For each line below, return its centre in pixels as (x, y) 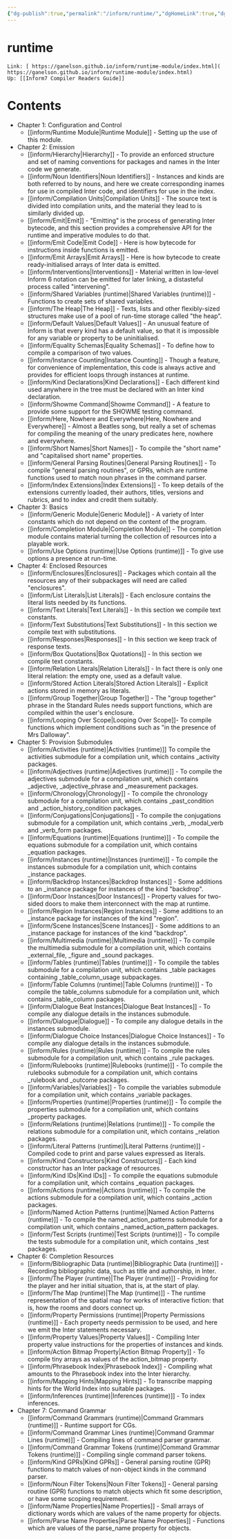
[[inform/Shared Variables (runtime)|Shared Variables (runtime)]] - (122, 294)
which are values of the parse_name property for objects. (109, 1528)
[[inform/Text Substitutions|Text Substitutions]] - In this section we (122, 624)
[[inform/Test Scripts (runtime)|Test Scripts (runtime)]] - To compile (123, 1234)
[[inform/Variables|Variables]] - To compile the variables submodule (124, 1087)
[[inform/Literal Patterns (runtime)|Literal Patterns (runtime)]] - (116, 1146)
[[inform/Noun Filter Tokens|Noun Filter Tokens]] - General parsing (123, 1484)
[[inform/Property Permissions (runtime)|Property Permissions (116, 1315)
